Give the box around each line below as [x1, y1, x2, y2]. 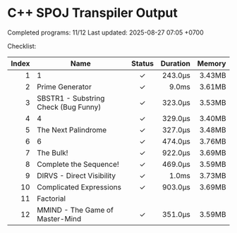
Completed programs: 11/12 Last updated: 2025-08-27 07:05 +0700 [7, 28, 205, 37]
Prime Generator [37, 82, 92, 92]
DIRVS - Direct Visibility [37, 170, 116, 180]
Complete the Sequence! [37, 159, 120, 169]
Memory [197, 58, 226, 68]
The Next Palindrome [37, 125, 107, 134]
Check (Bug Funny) [37, 102, 102, 112]
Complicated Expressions [37, 182, 122, 191]
